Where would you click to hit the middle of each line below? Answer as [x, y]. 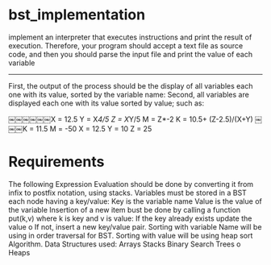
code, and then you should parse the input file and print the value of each [130, 54]
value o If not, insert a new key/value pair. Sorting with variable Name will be [135, 226]
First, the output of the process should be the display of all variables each [131, 85]
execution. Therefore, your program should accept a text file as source [126, 45]
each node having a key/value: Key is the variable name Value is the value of [135, 201]
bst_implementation [77, 15]
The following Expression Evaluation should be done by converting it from [131, 184]
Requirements [56, 162]
